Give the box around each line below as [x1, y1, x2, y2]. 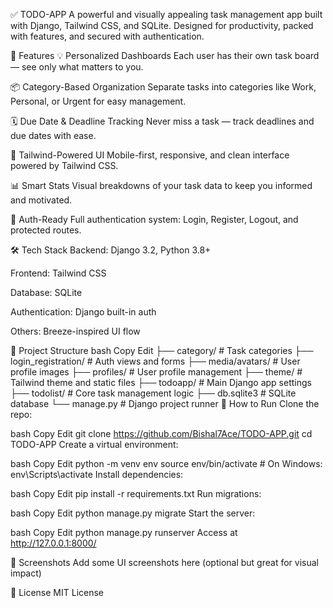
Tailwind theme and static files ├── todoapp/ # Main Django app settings [10, 377, 312, 388]
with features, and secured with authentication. [10, 30, 205, 42]
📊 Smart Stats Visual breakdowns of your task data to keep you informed [10, 180, 313, 191]
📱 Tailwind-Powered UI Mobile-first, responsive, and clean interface [10, 149, 290, 161]
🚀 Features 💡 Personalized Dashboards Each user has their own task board [10, 50, 320, 61]
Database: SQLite [10, 287, 83, 298]
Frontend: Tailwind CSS [10, 267, 107, 279]
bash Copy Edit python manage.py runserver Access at [10, 527, 238, 538]
